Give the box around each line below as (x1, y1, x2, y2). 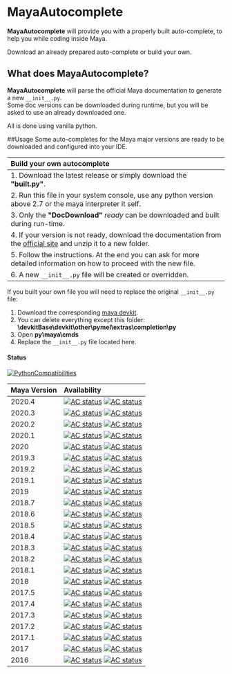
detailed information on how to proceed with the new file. (10, 259, 195, 268)
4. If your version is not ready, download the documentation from (10, 230, 222, 239)
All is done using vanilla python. (7, 122, 98, 130)
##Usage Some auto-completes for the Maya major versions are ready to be (7, 135, 224, 143)
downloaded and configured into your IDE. (7, 142, 128, 151)
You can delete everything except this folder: (17, 315, 145, 324)
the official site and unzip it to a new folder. (10, 238, 151, 248)
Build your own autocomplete (10, 158, 110, 168)
